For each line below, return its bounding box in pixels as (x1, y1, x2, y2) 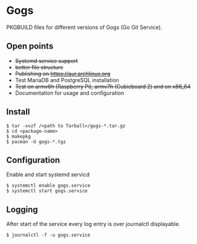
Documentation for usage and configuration (15, 89, 124, 97)
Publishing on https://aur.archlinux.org (15, 70, 111, 77)
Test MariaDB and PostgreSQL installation (15, 76, 120, 83)
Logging (6, 204, 38, 214)
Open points (6, 41, 54, 51)
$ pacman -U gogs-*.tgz (6, 138, 66, 145)
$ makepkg (6, 133, 31, 140)
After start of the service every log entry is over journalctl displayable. (6, 220, 181, 228)
